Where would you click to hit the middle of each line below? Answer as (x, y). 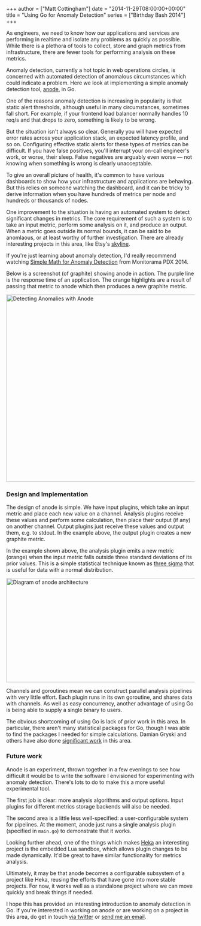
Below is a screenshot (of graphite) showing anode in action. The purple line (100, 273)
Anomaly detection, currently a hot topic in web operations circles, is (91, 70)
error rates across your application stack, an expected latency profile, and (97, 138)
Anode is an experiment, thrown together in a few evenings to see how (93, 769)
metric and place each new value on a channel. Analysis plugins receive (95, 514)
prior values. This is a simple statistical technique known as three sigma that (100, 563)
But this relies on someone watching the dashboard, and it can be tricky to (98, 188)
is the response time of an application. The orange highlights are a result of (99, 280)
